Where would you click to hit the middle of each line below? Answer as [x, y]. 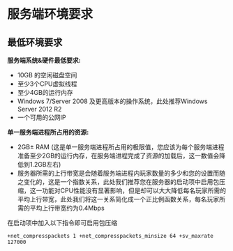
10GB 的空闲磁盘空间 [47, 75]
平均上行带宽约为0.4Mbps [67, 208]
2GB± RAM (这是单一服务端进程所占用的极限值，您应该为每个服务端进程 [121, 147]
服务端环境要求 [50, 14]
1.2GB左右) [45, 164]
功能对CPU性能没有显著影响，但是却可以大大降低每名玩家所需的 [134, 190]
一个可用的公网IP [42, 117]
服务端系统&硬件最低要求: [44, 60]
